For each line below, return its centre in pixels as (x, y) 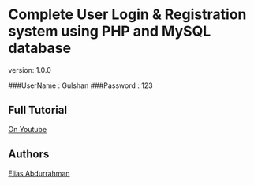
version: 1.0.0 (30, 70)
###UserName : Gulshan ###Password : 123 (80, 85)
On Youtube (28, 129)
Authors (29, 155)
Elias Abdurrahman (39, 173)
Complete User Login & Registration (127, 15)
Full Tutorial (38, 110)
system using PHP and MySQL (110, 31)
